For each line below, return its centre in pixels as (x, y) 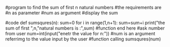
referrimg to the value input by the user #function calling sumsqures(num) (83, 39)
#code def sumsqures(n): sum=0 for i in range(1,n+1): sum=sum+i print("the (85, 23)
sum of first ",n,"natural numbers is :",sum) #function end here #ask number (85, 28)
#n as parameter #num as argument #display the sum (62, 13)
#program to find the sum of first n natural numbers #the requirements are (83, 7)
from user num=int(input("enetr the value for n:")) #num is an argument (80, 33)
